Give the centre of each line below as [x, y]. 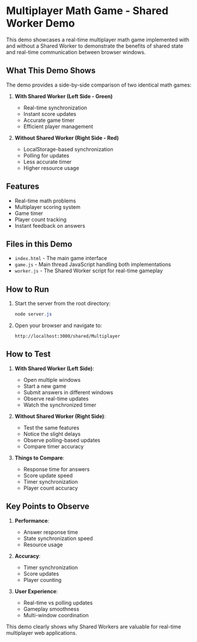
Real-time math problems [45, 201]
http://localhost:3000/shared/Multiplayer [67, 337]
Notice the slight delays [52, 434]
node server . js [33, 314]
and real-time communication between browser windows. [76, 52]
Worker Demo [41, 23]
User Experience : [36, 591]
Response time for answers [56, 469]
